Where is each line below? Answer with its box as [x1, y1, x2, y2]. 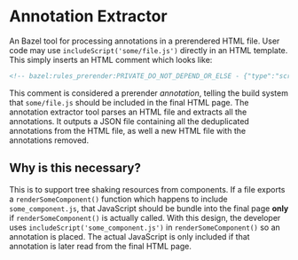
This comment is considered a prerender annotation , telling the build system [9, 87, 288, 98]
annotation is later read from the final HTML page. [9, 240, 192, 251]
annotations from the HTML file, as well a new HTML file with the [9, 125, 247, 136]
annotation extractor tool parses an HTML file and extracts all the [9, 106, 247, 117]
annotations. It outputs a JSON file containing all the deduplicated [9, 115, 250, 126]
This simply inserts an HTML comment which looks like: [9, 54, 213, 65]
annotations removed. [9, 135, 90, 146]
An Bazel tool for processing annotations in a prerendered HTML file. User [9, 35, 280, 46]
